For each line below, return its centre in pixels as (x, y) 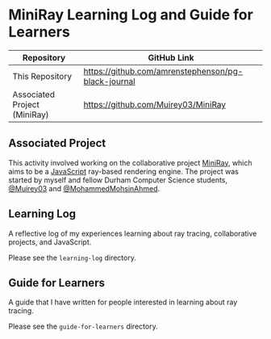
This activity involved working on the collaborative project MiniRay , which (130, 162)
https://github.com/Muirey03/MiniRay (155, 104)
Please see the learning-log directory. (73, 257)
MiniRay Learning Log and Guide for (131, 15)
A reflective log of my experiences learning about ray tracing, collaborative (133, 233)
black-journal (109, 81)
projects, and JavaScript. (50, 242)
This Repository (42, 76)
